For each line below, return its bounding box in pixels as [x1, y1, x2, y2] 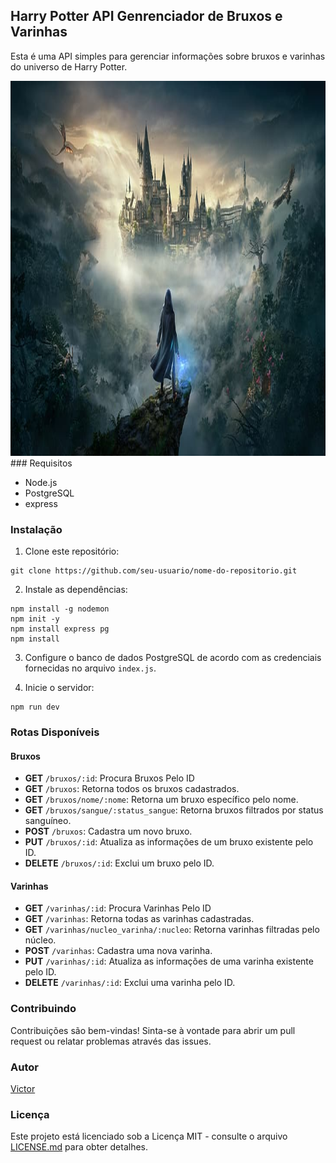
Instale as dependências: [24, 584, 128, 596]
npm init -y [10, 614, 60, 624]
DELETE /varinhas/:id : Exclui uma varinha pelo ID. [24, 977, 236, 989]
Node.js [24, 476, 58, 488]
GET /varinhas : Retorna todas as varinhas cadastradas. [24, 913, 255, 925]
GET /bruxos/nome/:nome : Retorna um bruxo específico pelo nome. [24, 794, 299, 806]
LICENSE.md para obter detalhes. [10, 1141, 148, 1153]
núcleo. [24, 934, 57, 946]
